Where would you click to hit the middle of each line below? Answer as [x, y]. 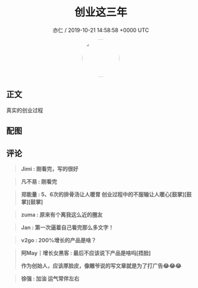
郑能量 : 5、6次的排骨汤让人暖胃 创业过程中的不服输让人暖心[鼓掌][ [104, 194]
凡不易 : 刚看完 [39, 182]
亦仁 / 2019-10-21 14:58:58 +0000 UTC [101, 30]
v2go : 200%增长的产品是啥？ [58, 240]
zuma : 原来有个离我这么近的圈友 [62, 215]
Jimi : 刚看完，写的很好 [49, 168]
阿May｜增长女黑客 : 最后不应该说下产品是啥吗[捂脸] [86, 253]
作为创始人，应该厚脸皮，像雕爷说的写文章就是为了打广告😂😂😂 [101, 266]
